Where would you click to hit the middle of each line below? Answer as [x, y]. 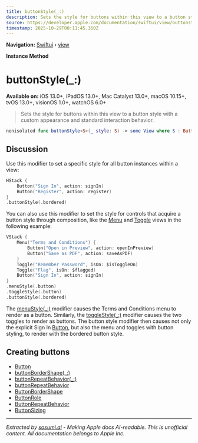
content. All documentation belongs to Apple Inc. [65, 433]
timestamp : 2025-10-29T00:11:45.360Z [52, 28]
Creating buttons [38, 352]
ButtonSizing [30, 410]
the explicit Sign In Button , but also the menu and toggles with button [90, 327]
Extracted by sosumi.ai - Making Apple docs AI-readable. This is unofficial [97, 427]
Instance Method [27, 56]
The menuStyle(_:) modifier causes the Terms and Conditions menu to [91, 308]
